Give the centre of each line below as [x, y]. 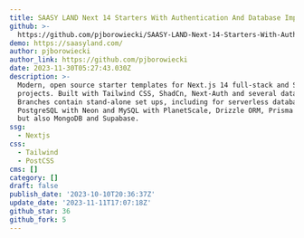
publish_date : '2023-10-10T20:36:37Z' [82, 195]
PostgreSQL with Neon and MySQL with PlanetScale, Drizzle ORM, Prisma [156, 110]
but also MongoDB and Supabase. [79, 119]
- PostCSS [36, 161]
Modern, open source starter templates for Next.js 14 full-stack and [153, 85]
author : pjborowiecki [50, 52]
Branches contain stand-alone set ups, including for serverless [143, 102]
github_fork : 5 [38, 219]
